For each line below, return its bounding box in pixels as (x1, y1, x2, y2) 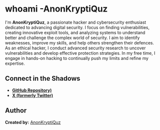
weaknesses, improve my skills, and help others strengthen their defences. (5, 40, 154, 45)
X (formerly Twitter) (12, 92, 53, 98)
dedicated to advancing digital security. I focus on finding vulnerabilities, (5, 24, 150, 30)
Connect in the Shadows (5, 74, 81, 83)
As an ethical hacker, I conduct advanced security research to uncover (5, 45, 146, 51)
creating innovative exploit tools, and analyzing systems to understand (5, 29, 145, 35)
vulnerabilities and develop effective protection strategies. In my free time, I (5, 50, 156, 56)
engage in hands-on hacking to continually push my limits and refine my (5, 55, 149, 61)
